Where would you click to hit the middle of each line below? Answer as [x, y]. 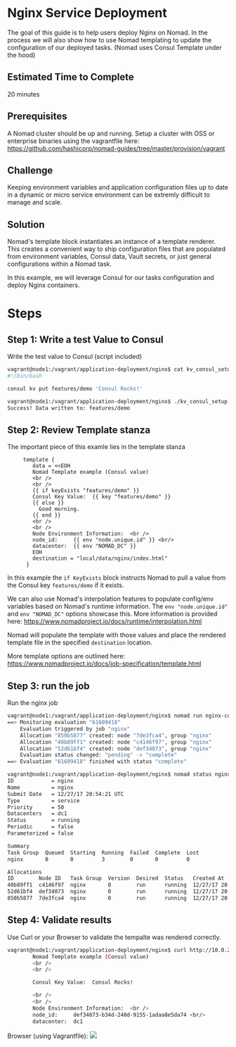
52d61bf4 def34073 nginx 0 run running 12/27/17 [113, 892]
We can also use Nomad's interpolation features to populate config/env [111, 599]
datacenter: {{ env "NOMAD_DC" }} [85, 546]
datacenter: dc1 [58, 1021]
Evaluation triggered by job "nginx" [75, 729]
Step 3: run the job [48, 686]
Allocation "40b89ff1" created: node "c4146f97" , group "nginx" [116, 742]
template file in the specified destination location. [80, 642]
